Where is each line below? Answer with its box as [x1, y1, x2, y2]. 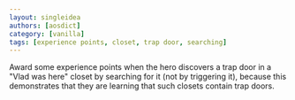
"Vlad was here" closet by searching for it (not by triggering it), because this [9, 72, 287, 82]
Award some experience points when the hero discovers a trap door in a [9, 62, 272, 73]
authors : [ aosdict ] [9, 21, 81, 30]
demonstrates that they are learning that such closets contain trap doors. [9, 81, 276, 91]
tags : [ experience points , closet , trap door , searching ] [9, 37, 227, 47]
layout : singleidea [9, 12, 81, 22]
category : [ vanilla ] [9, 29, 86, 38]
